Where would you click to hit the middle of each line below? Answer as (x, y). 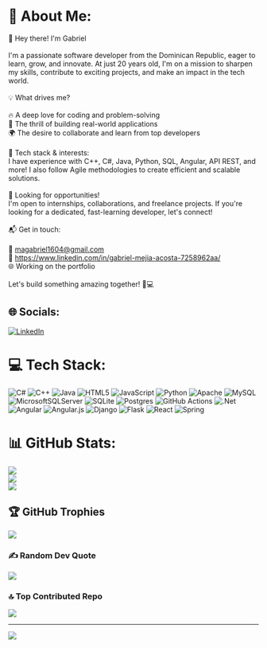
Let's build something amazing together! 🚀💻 (81, 284)
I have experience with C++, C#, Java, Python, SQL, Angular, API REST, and (132, 161)
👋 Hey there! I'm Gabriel (47, 38)
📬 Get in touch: (35, 229)
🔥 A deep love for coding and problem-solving (84, 115)
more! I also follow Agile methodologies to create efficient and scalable (124, 170)
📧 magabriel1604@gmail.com (56, 249)
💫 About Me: (50, 16)
